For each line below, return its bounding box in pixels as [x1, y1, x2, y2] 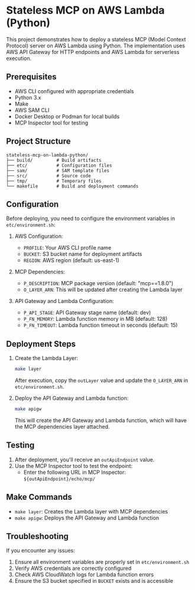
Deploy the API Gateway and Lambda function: [14, 395, 129, 402]
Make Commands [6, 492, 72, 502]
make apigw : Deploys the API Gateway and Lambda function [14, 514, 160, 521]
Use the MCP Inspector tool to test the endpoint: [14, 462, 133, 469]
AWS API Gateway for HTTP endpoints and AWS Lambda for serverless [6, 48, 180, 55]
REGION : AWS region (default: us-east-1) [23, 257, 120, 264]
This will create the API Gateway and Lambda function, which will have [14, 416, 187, 424]
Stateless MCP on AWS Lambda [6, 4, 165, 17]
